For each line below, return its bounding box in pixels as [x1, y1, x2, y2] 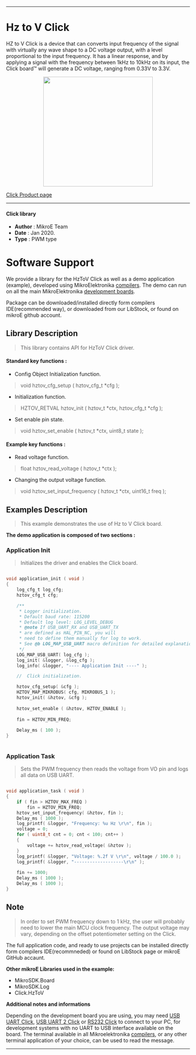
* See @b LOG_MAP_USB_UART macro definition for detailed [19, 641, 163, 647]
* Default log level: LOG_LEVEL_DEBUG [19, 619, 114, 625]
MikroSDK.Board [14, 977, 55, 984]
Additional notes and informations [6, 1001, 90, 1008]
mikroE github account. [6, 311, 62, 319]
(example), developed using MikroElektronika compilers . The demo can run [6, 282, 187, 289]
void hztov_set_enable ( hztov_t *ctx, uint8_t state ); [20, 427, 144, 434]
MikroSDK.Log [14, 983, 50, 990]
